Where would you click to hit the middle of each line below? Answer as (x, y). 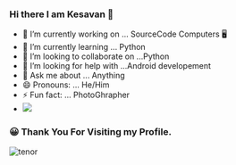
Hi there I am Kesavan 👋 (62, 14)
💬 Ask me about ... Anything (73, 76)
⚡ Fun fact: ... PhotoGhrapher (76, 95)
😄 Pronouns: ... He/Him (66, 85)
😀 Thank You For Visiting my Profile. (91, 132)
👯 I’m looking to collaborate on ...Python (96, 56)
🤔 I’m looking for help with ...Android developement (117, 66)
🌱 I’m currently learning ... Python (84, 47)
